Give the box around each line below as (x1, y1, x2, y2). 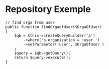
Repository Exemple (5, 3, 91, 15)
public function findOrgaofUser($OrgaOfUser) (5, 24, 102, 29)
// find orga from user (5, 20, 55, 25)
